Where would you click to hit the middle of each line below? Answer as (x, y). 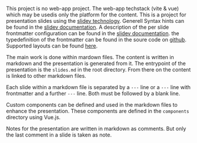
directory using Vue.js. (33, 117)
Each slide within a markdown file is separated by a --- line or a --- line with (98, 87)
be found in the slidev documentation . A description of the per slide (87, 27)
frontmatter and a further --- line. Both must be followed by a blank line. (93, 93)
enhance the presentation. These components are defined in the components (98, 111)
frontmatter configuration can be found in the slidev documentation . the (93, 33)
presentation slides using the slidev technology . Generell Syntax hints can (95, 21)
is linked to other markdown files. (46, 76)
